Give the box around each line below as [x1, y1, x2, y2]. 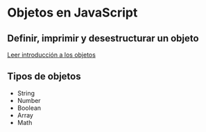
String [17, 88, 35, 97]
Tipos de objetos [7, 70, 81, 82]
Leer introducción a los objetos [7, 50, 96, 59]
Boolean [17, 104, 42, 112]
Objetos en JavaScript [7, 5, 138, 21]
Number [17, 96, 41, 104]
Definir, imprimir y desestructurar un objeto [7, 32, 199, 44]
